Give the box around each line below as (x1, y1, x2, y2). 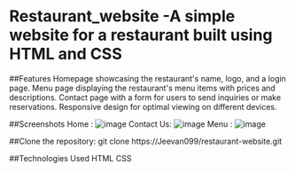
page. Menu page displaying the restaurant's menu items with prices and (9, 82, 276, 93)
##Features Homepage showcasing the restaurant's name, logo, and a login (9, 73, 286, 83)
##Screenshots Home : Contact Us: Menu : (9, 118, 233, 129)
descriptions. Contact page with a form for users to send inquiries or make (9, 91, 282, 103)
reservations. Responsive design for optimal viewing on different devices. (9, 101, 277, 112)
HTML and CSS (9, 44, 122, 64)
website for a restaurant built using (9, 25, 273, 45)
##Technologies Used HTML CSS (9, 152, 132, 163)
